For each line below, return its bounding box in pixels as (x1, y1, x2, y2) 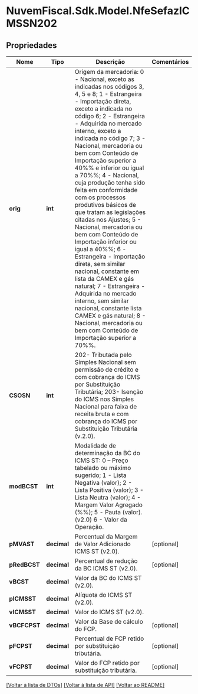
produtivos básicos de (74, 201, 137, 209)
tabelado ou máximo (74, 464, 131, 472)
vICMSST (9, 608, 37, 616)
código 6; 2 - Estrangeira (74, 112, 146, 120)
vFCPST (9, 663, 32, 670)
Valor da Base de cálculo (74, 618, 143, 625)
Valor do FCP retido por (74, 659, 140, 667)
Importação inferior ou (74, 238, 137, 246)
